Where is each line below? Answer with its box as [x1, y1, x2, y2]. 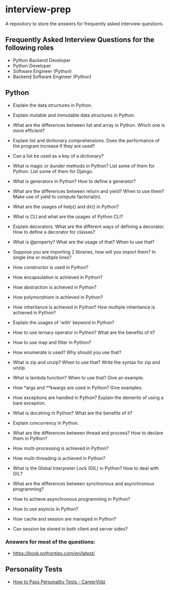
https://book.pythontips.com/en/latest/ [12, 550, 95, 556]
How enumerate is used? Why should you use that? [12, 349, 122, 355]
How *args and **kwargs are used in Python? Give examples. [12, 384, 143, 391]
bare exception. [12, 399, 46, 406]
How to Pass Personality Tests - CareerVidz [12, 579, 106, 585]
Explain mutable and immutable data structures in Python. [12, 112, 135, 118]
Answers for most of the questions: [5, 538, 96, 545]
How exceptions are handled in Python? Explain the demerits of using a [12, 394, 164, 401]
